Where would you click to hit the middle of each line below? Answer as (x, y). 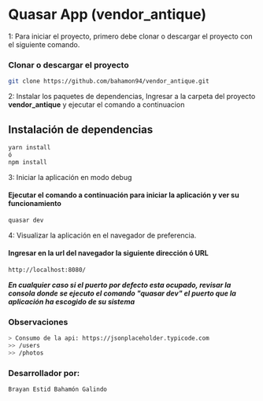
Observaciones (38, 322)
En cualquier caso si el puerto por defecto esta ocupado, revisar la (120, 285)
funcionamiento (35, 204)
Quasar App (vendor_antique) (107, 15)
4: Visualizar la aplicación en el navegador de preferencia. (102, 235)
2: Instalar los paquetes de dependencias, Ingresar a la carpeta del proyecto (132, 97)
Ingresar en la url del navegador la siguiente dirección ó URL (108, 253)
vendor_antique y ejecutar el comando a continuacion (96, 105)
